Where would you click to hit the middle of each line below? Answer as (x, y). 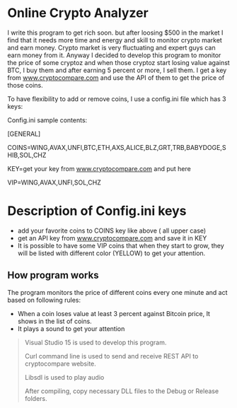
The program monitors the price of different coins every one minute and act (117, 292)
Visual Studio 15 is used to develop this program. (96, 342)
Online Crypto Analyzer (78, 13)
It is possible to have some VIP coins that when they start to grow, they (121, 245)
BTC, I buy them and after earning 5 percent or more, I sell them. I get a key (117, 70)
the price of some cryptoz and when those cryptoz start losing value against (118, 62)
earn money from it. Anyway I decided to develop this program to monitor (114, 55)
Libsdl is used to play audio (64, 377)
